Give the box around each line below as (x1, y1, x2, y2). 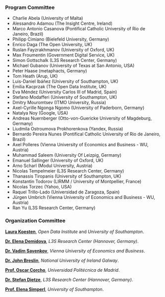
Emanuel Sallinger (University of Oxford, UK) (12, 158, 104, 164)
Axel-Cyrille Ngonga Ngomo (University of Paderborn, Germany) (12, 105, 145, 111)
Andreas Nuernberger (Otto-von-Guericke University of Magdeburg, (12, 116, 152, 121)
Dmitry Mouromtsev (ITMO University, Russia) (12, 100, 107, 106)
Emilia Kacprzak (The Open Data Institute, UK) (12, 84, 107, 90)
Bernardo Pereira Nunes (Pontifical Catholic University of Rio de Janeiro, (12, 131, 161, 137)
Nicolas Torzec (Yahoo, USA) (12, 184, 72, 190)
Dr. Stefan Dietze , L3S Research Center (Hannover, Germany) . (5, 277, 133, 283)
